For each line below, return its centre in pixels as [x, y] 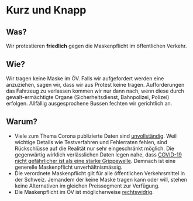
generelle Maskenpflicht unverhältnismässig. [68, 167]
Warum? [22, 122]
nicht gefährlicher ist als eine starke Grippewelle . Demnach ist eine [95, 161]
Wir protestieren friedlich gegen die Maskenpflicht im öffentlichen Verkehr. [96, 46]
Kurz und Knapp [46, 10]
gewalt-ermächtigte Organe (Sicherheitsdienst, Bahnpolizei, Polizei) [88, 97]
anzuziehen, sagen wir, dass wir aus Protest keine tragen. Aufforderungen [95, 84]
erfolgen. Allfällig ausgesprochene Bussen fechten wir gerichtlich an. [89, 103]
